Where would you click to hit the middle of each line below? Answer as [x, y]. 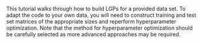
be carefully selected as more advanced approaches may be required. [93, 34]
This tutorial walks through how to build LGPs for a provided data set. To [96, 9]
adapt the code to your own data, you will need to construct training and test [101, 15]
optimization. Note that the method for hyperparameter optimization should [99, 28]
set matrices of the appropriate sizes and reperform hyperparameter [91, 21]
